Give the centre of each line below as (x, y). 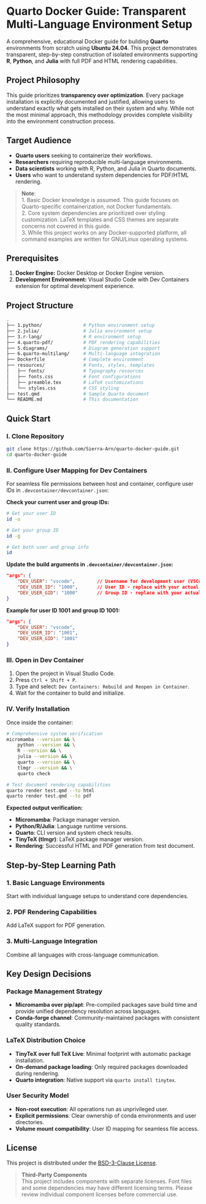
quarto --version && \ (46, 762)
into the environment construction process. (61, 121)
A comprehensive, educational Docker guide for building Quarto (87, 41)
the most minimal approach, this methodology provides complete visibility (100, 114)
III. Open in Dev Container (45, 660)
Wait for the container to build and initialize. (70, 693)
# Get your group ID (33, 530)
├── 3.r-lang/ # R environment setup (74, 337)
